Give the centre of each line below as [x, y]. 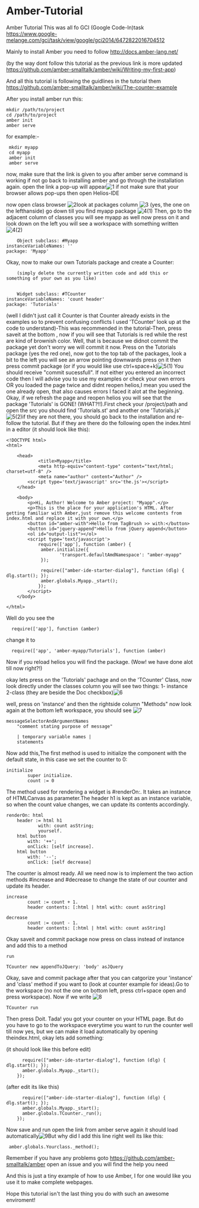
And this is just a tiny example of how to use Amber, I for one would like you [99, 1176]
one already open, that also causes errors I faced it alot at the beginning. [95, 391]
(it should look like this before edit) [48, 1049]
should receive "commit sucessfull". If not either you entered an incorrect [96, 372]
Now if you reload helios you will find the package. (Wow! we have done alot [99, 661]
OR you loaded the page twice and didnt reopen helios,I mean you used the [99, 385]
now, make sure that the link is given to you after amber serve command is [97, 174]
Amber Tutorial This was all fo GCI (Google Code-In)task [75, 27]
